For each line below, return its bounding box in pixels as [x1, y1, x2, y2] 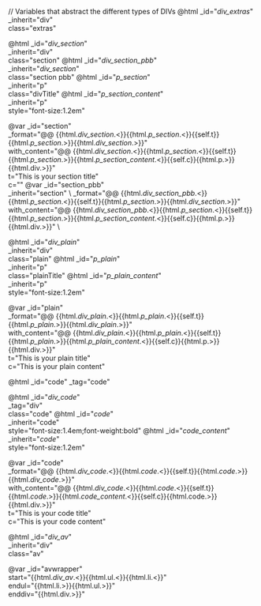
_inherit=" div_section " [8, 64, 80, 73]
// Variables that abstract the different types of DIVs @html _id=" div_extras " [8, 7, 254, 16]
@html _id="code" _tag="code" [8, 377, 110, 386]
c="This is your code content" [8, 517, 106, 526]
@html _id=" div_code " [8, 393, 80, 401]
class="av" [8, 549, 44, 558]
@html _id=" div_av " [8, 533, 73, 541]
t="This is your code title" [8, 509, 92, 518]
